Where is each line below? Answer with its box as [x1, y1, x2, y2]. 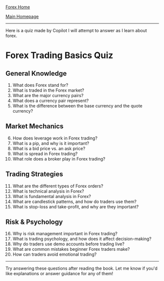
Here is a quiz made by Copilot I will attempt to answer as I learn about [5, 28, 147, 33]
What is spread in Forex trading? [12, 151, 78, 157]
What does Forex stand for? [12, 82, 69, 88]
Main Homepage [5, 14, 39, 19]
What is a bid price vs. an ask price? [12, 145, 86, 151]
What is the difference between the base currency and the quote [12, 103, 143, 109]
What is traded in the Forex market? [12, 87, 84, 93]
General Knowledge [5, 69, 67, 78]
